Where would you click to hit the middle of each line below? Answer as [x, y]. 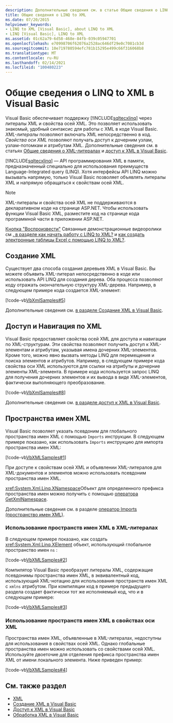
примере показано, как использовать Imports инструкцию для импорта [84, 442]
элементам [18, 350]
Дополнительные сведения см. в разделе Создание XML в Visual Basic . [84, 310]
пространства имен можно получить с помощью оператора [72, 494]
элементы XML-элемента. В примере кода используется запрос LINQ [82, 371]
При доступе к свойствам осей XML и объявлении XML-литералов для [84, 467]
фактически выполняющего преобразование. [55, 382]
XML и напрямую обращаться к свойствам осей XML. [65, 183]
